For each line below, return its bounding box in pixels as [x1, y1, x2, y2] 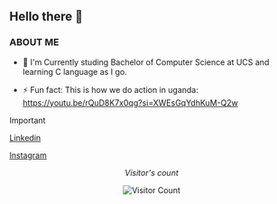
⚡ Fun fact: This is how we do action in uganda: [22, 84, 199, 95]
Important [9, 115, 46, 125]
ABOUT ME [9, 36, 60, 49]
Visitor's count [125, 167, 179, 178]
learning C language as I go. [22, 66, 128, 77]
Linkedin [9, 132, 42, 143]
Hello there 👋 [9, 9, 84, 24]
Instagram [9, 150, 47, 161]
